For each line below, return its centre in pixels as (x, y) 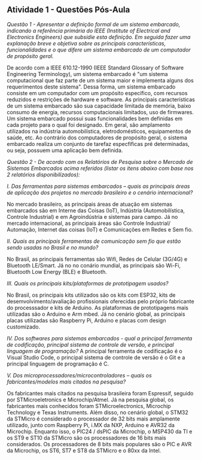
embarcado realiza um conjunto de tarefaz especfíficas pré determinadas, (98, 144)
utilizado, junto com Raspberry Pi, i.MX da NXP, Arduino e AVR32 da (91, 425)
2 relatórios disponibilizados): (43, 174)
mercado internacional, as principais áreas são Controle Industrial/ (89, 223)
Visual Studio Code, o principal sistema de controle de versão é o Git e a (96, 357)
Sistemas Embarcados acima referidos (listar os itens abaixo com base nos (100, 168)
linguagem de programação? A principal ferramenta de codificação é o (95, 351)
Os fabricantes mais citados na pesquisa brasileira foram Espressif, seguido (100, 393)
